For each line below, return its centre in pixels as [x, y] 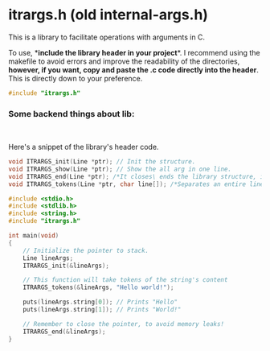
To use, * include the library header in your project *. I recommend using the [134, 52]
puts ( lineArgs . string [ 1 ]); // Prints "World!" [102, 310]
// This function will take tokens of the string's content [125, 280]
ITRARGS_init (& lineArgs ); [66, 266]
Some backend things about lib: [72, 114]
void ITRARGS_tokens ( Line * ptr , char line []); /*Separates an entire [127, 184]
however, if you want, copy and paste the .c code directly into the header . [133, 69]
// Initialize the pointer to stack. [86, 250]
